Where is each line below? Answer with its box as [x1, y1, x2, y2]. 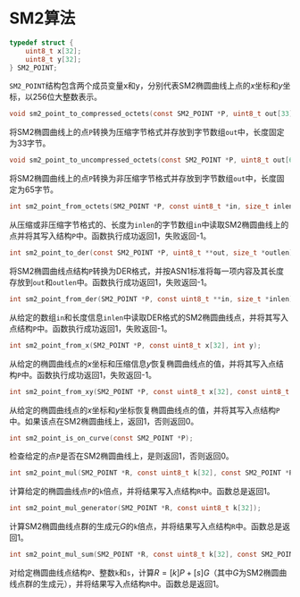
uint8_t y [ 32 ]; [25, 55, 82, 63]
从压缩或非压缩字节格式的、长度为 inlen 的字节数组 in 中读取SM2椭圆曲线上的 [9, 220, 289, 231]
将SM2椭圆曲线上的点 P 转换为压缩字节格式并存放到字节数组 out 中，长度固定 [9, 127, 285, 138]
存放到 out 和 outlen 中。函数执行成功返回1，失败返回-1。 [9, 276, 212, 287]
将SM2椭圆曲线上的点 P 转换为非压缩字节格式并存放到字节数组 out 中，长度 [9, 173, 277, 184]
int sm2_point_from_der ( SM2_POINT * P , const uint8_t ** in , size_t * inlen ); [9, 294, 297, 304]
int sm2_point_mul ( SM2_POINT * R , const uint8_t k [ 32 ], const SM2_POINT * [9, 468, 290, 478]
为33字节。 [9, 138, 51, 148]
